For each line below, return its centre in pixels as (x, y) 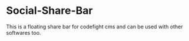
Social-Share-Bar (49, 11)
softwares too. (24, 32)
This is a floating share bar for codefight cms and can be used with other (94, 27)
